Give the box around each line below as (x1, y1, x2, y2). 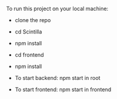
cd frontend (14, 51, 44, 58)
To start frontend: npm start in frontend (14, 86, 112, 93)
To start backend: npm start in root (14, 75, 100, 81)
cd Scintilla (14, 28, 42, 35)
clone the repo (14, 17, 51, 23)
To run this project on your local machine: (6, 5, 109, 12)
